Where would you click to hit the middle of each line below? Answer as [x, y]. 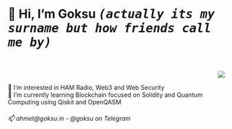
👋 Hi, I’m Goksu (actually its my [112, 14]
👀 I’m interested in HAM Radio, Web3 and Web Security [86, 87]
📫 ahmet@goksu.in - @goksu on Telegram [70, 118]
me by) [30, 43]
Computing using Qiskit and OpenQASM [65, 102]
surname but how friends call [110, 28]
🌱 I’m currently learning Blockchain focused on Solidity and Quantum [105, 95]
